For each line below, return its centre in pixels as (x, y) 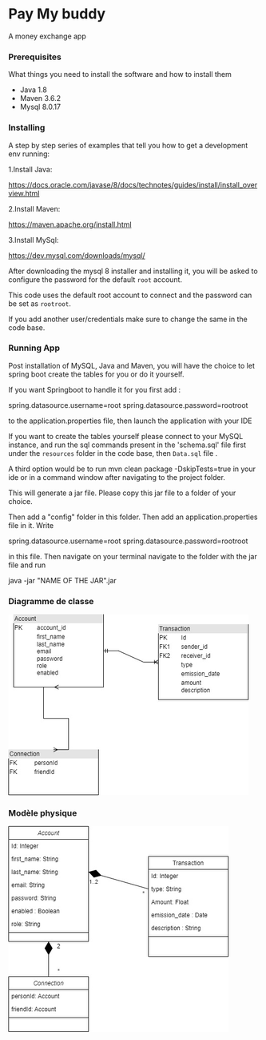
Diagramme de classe (51, 601)
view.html (24, 193)
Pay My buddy (57, 14)
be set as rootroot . (40, 303)
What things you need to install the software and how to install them (120, 75)
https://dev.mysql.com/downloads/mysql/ (77, 255)
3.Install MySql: (34, 240)
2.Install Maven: (34, 208)
